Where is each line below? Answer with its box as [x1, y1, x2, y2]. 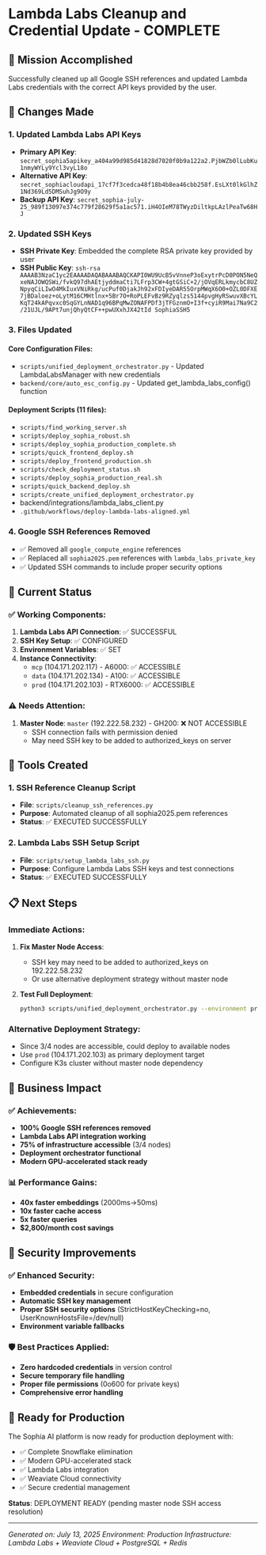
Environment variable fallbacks [19, 1322, 125, 1331]
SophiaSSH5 [154, 305, 191, 313]
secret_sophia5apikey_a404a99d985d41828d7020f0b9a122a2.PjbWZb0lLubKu [19, 157, 258, 165]
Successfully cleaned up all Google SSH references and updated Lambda [8, 74, 248, 83]
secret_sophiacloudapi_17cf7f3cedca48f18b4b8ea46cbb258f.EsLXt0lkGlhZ [19, 180, 258, 188]
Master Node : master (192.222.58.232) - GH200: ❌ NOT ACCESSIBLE [19, 718, 248, 728]
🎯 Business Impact [8, 1081, 101, 1094]
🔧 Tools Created [8, 758, 89, 772]
